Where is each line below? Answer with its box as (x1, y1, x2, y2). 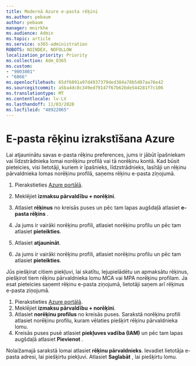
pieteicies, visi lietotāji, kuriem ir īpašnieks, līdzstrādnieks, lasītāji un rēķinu (6, 164, 187, 171)
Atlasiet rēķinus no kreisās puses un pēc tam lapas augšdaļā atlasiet (14, 204, 180, 211)
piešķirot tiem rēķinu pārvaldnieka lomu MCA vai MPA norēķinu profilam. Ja (6, 274, 188, 282)
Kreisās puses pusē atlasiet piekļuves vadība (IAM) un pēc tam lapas (14, 330, 183, 337)
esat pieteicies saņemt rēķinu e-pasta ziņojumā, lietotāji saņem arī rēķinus (6, 281, 184, 288)
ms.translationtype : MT (6, 90, 64, 96)
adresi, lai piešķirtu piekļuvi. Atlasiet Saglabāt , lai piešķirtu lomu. (20, 353, 177, 361)
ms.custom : (6, 63, 33, 69)
